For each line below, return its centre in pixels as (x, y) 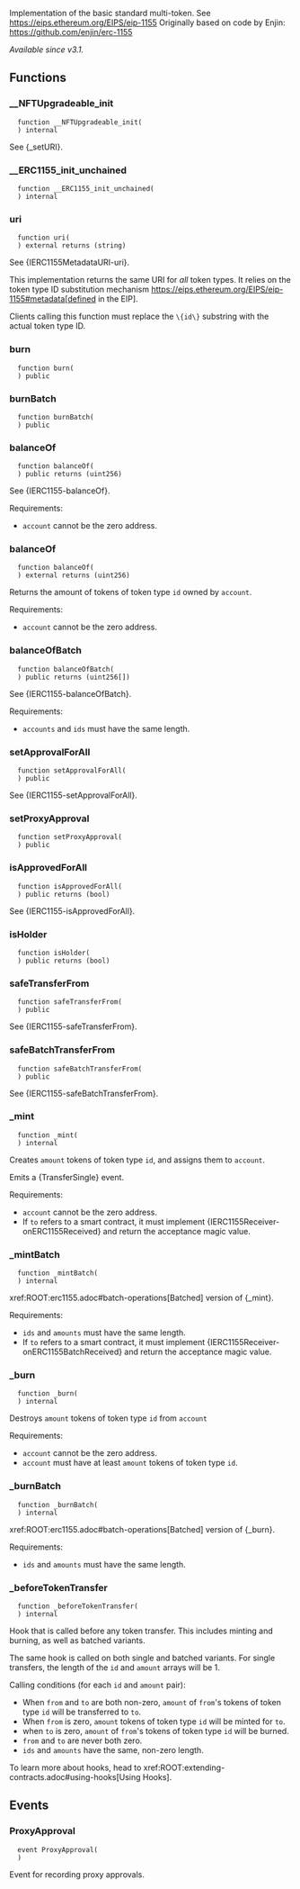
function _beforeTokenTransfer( (78, 1606)
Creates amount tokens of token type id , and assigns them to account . (137, 1160)
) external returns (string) (72, 246)
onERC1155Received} (62, 1231)
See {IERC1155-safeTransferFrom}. (73, 1026)
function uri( (44, 238)
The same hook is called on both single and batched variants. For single (142, 1658)
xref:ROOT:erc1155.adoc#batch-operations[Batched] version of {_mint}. (141, 1298)
